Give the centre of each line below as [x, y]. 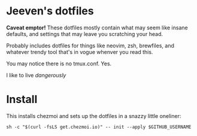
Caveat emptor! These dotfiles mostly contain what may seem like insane [97, 28]
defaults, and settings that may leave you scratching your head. [85, 34]
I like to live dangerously [36, 75]
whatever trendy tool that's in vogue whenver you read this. [80, 52]
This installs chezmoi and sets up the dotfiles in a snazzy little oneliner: [94, 116]
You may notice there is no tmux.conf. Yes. [59, 64]
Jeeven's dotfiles [50, 11]
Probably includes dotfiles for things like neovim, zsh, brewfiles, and [90, 46]
